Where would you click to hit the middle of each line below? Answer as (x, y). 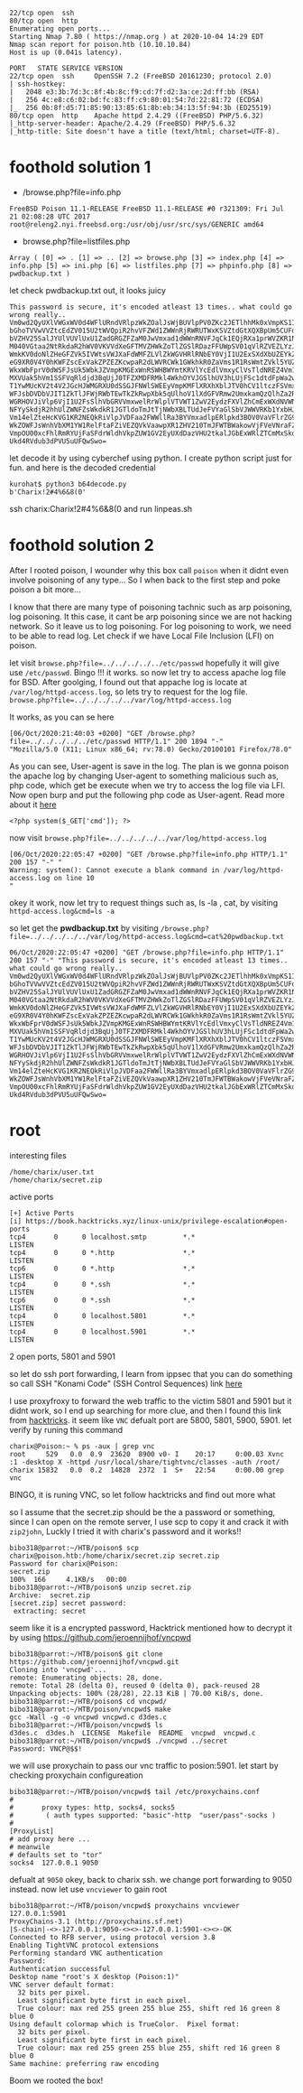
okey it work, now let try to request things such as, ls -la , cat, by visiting (144, 902)
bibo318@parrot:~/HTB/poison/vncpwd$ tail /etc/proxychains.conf (134, 1791)
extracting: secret (50, 1611)
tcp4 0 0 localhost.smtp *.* (102, 1237)
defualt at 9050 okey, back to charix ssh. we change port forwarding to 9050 (151, 1879)
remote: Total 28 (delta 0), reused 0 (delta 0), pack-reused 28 (134, 1685)
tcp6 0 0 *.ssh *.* (102, 1300)
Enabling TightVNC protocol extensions (84, 1945)
